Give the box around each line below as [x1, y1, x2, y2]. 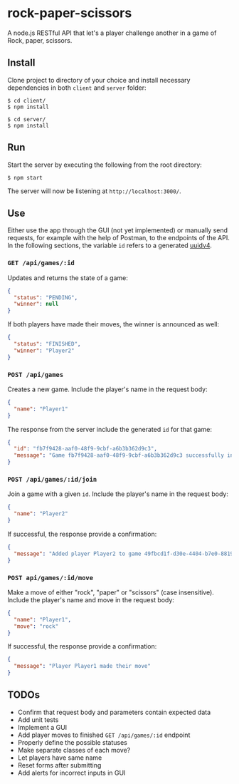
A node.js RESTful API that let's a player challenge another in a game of [7, 29, 217, 37]
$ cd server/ [7, 115, 46, 123]
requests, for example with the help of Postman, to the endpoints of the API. [7, 234, 230, 242]
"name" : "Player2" [14, 510, 69, 517]
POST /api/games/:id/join [7, 475, 97, 484]
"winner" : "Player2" [14, 347, 75, 354]
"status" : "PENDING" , [14, 294, 78, 301]
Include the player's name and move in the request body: [7, 595, 174, 604]
